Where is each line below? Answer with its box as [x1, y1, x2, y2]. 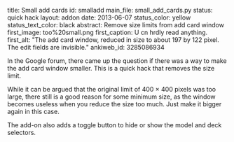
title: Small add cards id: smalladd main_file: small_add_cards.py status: [7, 6, 213, 14]
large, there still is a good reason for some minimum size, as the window [7, 92, 216, 101]
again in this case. [7, 108, 60, 115]
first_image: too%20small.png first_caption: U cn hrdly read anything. [7, 28, 208, 36]
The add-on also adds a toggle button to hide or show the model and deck [7, 121, 222, 129]
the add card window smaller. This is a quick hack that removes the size [7, 64, 215, 72]
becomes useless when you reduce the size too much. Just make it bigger [7, 100, 222, 108]
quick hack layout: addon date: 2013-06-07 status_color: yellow [7, 13, 191, 22]
